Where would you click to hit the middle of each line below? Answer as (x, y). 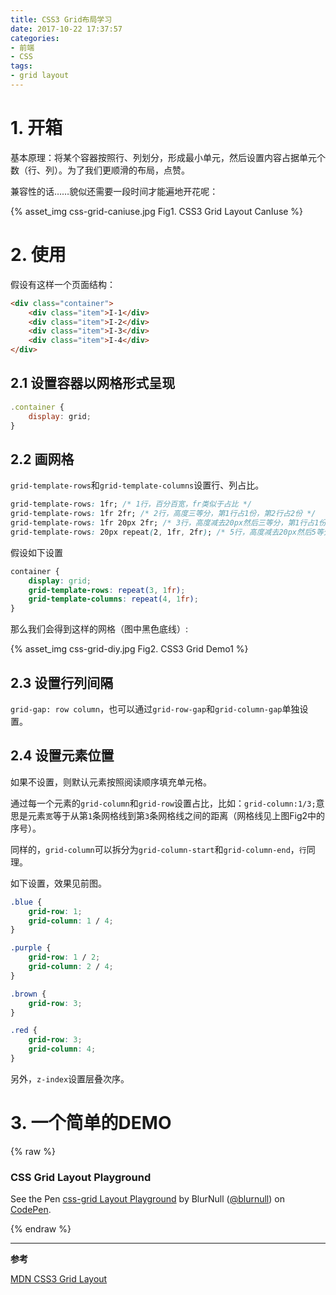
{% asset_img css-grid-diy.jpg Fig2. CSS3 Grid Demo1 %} (129, 649)
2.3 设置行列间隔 (62, 682)
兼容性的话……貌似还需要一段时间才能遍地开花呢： (114, 191)
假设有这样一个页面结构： (63, 284)
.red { (24, 1031)
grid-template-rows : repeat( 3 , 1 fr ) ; (107, 590)
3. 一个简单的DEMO (91, 1123)
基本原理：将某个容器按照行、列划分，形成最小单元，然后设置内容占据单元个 (168, 157)
